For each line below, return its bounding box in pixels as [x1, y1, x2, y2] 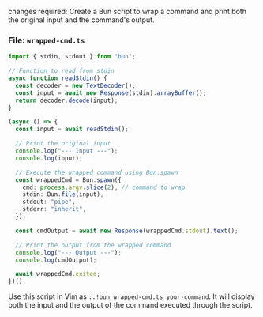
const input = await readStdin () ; [15, 126, 129, 134]
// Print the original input [15, 140, 111, 148]
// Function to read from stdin [8, 67, 115, 75]
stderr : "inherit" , [22, 206, 87, 213]
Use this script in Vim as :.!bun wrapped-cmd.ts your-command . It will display [8, 292, 255, 301]
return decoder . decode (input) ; [15, 96, 118, 104]
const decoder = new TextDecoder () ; [15, 81, 136, 89]
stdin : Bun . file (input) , [22, 191, 104, 198]
